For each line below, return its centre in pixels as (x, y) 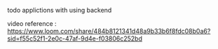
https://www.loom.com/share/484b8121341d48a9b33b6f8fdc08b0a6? (109, 31)
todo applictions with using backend (60, 10)
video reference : (32, 23)
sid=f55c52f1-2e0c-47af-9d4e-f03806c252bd (75, 38)
